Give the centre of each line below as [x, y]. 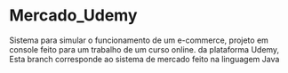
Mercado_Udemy [73, 16]
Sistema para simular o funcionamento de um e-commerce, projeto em [139, 40]
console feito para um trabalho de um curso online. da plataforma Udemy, [144, 49]
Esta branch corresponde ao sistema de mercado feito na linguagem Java [144, 59]
